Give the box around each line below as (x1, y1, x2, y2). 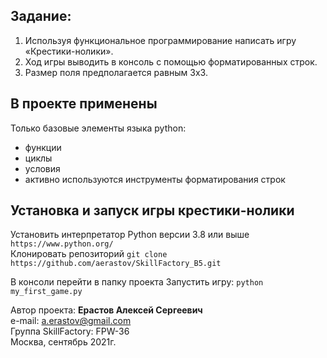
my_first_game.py (10, 287, 83, 297)
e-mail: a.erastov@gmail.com (10, 315, 132, 327)
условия (24, 162, 61, 174)
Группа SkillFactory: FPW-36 (10, 325, 130, 338)
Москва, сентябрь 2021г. (10, 336, 117, 348)
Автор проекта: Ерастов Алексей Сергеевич (10, 304, 203, 316)
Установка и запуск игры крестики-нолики (10, 202, 295, 219)
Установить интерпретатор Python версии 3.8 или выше (10, 229, 250, 241)
